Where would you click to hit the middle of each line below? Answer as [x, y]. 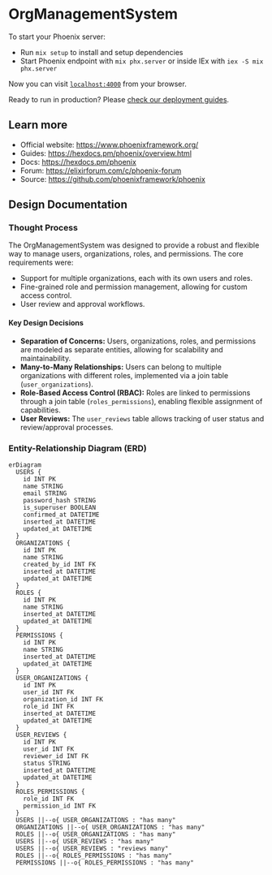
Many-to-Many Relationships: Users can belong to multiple [121, 367]
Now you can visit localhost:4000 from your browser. [97, 84]
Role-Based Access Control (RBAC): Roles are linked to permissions [135, 392]
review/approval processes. [67, 427]
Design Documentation [68, 205]
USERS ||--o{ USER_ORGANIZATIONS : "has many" [96, 820]
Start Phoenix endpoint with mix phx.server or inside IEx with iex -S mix [142, 61]
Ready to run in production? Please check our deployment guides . [119, 99]
